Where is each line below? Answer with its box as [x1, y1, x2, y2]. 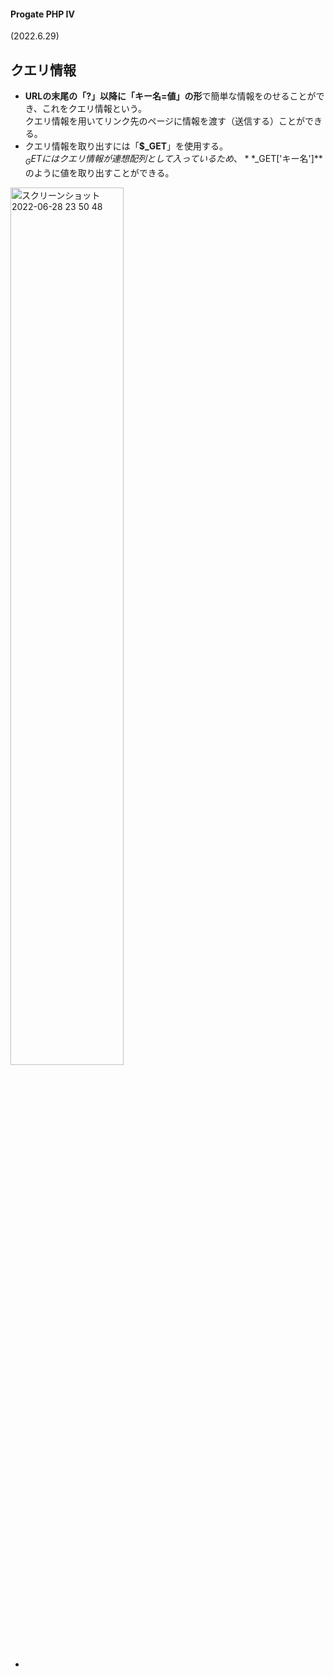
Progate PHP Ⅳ [10, 8, 75, 20]
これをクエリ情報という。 [41, 103, 147, 115]
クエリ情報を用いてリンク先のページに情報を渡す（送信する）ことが [24, 115, 306, 127]
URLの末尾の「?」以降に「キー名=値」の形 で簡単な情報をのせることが [24, 90, 317, 102]
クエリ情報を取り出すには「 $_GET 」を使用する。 [24, 140, 228, 152]
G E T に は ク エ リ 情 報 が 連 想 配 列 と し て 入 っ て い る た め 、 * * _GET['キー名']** [24, 153, 323, 167]
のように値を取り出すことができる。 [24, 166, 175, 179]
